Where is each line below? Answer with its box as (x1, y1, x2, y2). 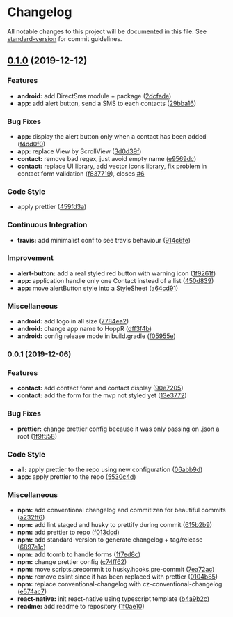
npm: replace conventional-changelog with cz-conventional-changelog (17, 580, 223, 588)
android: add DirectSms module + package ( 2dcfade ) (17, 91, 172, 100)
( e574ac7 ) (17, 587, 47, 596)
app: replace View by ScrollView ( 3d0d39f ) (17, 147, 142, 155)
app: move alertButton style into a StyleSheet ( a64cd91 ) (17, 284, 179, 292)
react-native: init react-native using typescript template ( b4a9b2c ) (17, 595, 210, 603)
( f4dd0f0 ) (17, 139, 46, 148)
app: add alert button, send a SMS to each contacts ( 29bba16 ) (17, 99, 197, 107)
